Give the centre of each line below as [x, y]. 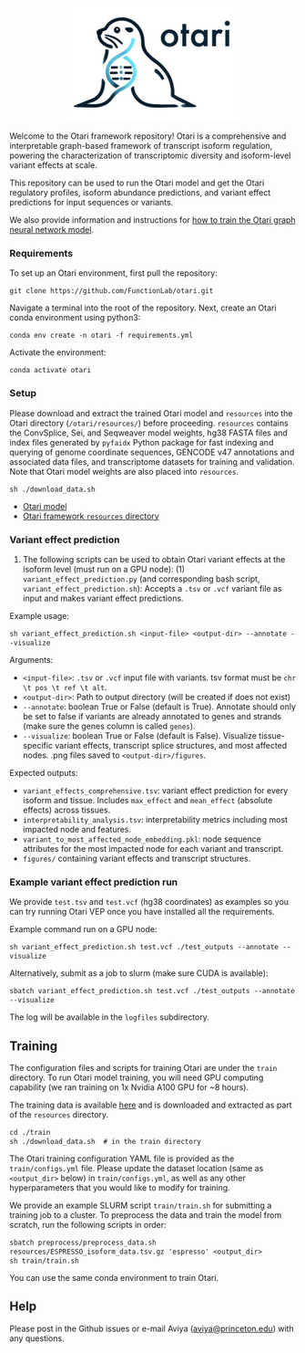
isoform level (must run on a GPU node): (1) [103, 569]
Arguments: [31, 659]
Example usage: [40, 615]
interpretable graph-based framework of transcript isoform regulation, [141, 146]
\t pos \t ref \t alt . [65, 687]
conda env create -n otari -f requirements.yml [102, 336]
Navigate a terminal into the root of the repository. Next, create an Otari [143, 308]
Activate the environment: [58, 352]
